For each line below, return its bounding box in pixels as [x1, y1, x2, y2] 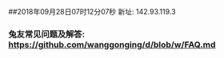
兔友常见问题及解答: [8, 29, 86, 40]
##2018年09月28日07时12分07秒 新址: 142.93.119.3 [8, 7, 176, 16]
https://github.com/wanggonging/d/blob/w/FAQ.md [8, 39, 216, 50]
